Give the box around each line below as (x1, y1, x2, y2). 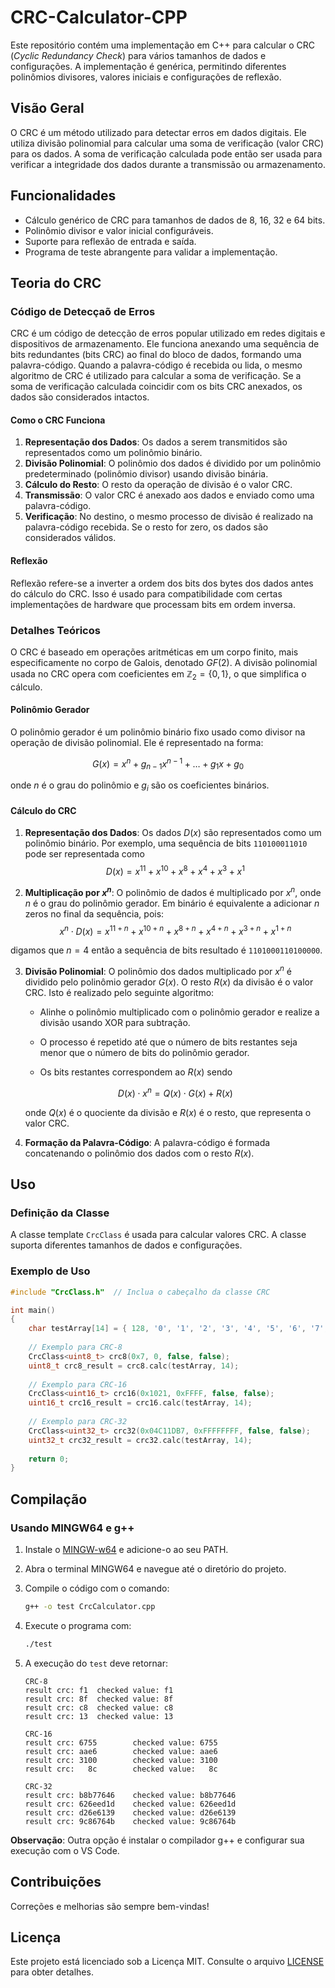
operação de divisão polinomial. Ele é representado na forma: (10, 736, 264, 748)
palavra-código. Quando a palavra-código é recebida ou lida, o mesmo (10, 359, 303, 371)
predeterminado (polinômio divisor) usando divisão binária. (24, 468, 269, 480)
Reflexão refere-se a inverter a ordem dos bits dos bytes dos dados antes (10, 577, 314, 589)
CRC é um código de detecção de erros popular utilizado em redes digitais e (10, 327, 326, 340)
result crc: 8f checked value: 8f (24, 1694, 174, 1704)
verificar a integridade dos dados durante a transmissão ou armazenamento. (10, 158, 326, 170)
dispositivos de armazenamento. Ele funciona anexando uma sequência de (10, 338, 320, 350)
